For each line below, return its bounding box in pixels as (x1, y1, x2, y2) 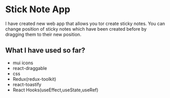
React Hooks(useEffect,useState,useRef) (12, 87, 99, 93)
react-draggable (12, 65, 47, 71)
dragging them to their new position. (5, 31, 81, 37)
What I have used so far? (5, 46, 86, 55)
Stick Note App (5, 4, 70, 15)
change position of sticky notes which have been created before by (5, 26, 147, 32)
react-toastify (12, 81, 42, 87)
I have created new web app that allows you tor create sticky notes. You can (5, 20, 165, 27)
